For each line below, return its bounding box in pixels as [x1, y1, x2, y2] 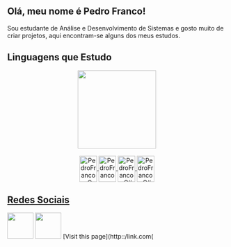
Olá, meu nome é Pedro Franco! [7, 6, 146, 17]
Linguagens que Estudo [7, 51, 112, 63]
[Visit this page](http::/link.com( [62, 232, 154, 241]
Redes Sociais [7, 194, 70, 206]
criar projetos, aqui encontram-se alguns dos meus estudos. [7, 31, 181, 40]
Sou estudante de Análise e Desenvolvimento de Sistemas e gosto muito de [7, 24, 224, 32]
